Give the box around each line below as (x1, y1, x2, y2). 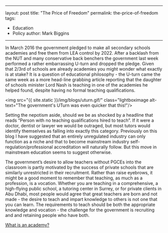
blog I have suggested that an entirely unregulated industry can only (5, 133, 146, 139)
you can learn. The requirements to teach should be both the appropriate (5, 201, 155, 207)
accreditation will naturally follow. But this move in (53, 144, 157, 150)
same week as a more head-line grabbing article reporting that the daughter (5, 77, 162, 83)
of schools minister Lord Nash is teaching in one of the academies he (5, 82, 148, 88)
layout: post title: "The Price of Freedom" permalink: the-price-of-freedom (5, 10, 158, 16)
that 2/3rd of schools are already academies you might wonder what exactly (5, 66, 162, 72)
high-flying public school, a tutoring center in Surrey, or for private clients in (5, 186, 161, 191)
